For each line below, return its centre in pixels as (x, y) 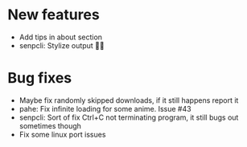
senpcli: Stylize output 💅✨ (62, 45)
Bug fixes (40, 78)
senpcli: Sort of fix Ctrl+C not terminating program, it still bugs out (129, 117)
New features (54, 15)
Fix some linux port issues (62, 134)
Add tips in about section (60, 37)
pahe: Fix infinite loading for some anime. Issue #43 (105, 108)
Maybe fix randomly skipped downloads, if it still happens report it (129, 100)
